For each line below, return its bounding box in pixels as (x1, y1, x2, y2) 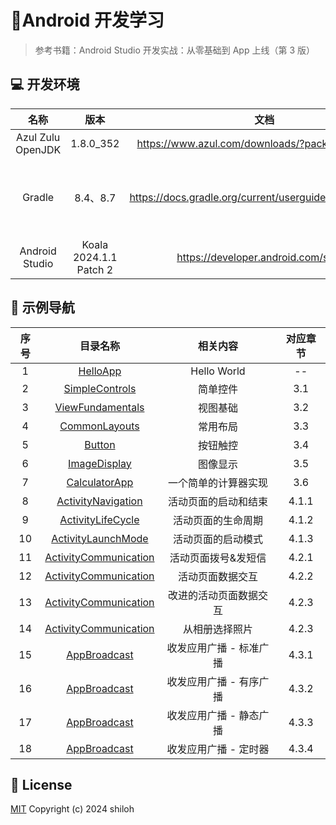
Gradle (22, 190, 55, 204)
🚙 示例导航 (10, 299, 75, 316)
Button (84, 437, 116, 451)
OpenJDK (15, 142, 62, 156)
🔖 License (10, 776, 73, 793)
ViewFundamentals (54, 400, 145, 414)
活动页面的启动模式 (172, 532, 263, 546)
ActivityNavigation (56, 494, 143, 508)
